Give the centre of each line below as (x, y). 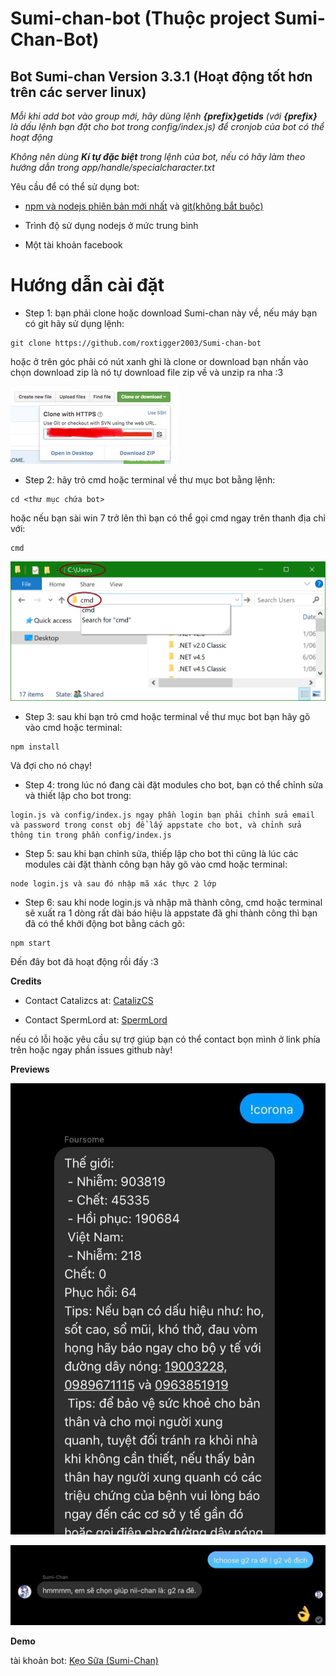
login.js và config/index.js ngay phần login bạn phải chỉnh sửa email (162, 815)
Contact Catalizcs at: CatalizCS (89, 1000)
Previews (30, 1069)
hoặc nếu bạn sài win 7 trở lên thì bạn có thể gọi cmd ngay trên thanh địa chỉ (168, 518)
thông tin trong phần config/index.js (91, 835)
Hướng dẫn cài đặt (87, 285)
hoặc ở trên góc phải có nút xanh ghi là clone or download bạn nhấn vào (159, 361)
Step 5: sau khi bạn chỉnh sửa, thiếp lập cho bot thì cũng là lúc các (161, 853)
